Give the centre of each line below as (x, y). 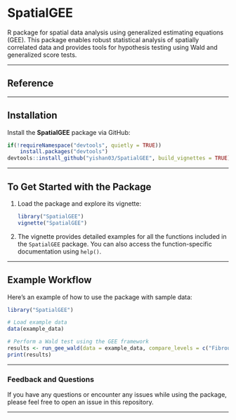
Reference (31, 83)
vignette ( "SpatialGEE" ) (52, 223)
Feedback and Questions (51, 379)
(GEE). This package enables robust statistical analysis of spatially (103, 39)
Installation (32, 116)
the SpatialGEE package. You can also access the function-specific (114, 244)
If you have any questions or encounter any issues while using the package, (117, 395)
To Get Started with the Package (79, 186)
